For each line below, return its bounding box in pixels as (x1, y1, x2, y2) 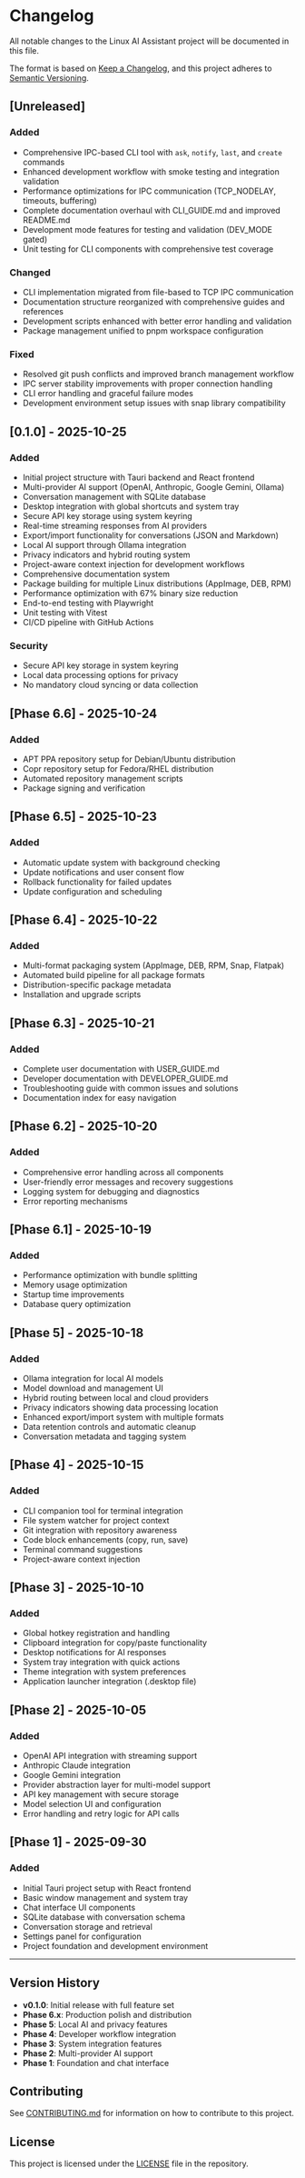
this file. (9, 45, 39, 55)
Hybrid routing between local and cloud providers (22, 1393, 209, 1404)
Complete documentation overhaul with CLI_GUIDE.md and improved (22, 205, 281, 215)
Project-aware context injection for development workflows (22, 558, 245, 569)
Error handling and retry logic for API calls (22, 1808, 180, 1819)
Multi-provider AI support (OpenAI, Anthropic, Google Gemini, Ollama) (22, 481, 285, 492)
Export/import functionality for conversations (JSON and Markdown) (22, 529, 280, 541)
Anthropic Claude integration (22, 1760, 131, 1771)
